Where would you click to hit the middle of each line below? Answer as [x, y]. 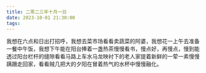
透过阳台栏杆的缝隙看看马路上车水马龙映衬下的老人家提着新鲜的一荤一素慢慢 [103, 57]
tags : [13, 23]
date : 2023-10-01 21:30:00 [41, 18]
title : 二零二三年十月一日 [37, 12]
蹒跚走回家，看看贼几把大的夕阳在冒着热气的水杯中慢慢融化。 [84, 64]
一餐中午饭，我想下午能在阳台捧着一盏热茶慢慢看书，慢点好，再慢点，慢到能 [103, 49]
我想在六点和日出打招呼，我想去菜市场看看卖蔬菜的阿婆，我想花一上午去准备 [103, 41]
